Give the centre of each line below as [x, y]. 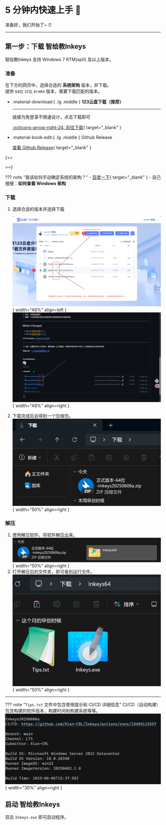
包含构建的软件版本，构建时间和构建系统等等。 [53, 711]
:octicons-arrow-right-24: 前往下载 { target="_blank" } [67, 128]
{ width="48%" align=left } [39, 310]
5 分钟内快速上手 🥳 [43, 10]
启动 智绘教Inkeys [33, 804]
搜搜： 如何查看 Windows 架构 [36, 183]
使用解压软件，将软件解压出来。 [45, 535]
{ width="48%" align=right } [41, 406]
